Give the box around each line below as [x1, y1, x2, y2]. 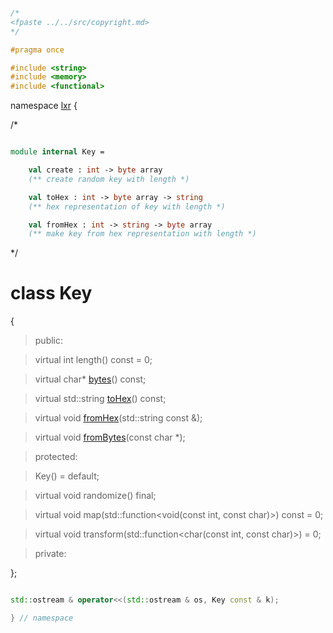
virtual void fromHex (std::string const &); [34, 412, 203, 424]
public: [34, 335, 64, 347]
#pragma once [10, 45, 65, 55]
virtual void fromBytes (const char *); [34, 431, 186, 444]
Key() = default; [34, 470, 100, 482]
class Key [10, 282, 93, 305]
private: [34, 548, 67, 560]
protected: [34, 451, 78, 463]
